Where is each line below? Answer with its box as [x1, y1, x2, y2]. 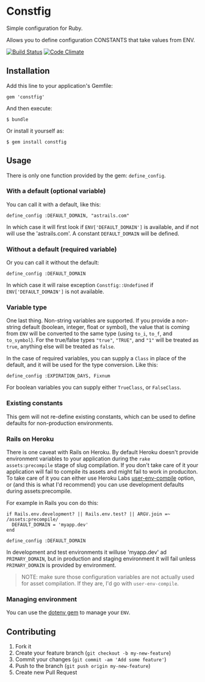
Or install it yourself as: [6, 127, 64, 134]
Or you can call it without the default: [6, 259, 99, 266]
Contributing [6, 626, 56, 637]
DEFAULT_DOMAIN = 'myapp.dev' [12, 522, 88, 528]
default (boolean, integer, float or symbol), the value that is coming [22, 324, 190, 331]
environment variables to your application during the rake [6, 455, 151, 462]
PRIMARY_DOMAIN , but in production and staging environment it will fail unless [6, 555, 196, 562]
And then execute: [6, 104, 52, 112]
